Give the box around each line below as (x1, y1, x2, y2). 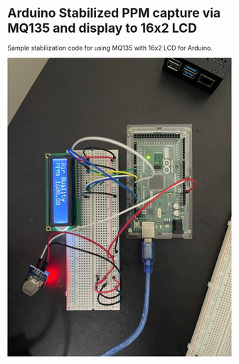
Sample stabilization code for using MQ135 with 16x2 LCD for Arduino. (7, 43, 213, 52)
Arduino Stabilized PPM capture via (7, 5, 221, 21)
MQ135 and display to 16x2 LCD (7, 20, 197, 36)
